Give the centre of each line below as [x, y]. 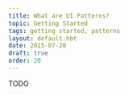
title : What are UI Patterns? [59, 16]
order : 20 [25, 61]
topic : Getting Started [48, 23]
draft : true [28, 53]
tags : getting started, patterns [64, 31]
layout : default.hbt [43, 38]
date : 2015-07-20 [37, 46]
